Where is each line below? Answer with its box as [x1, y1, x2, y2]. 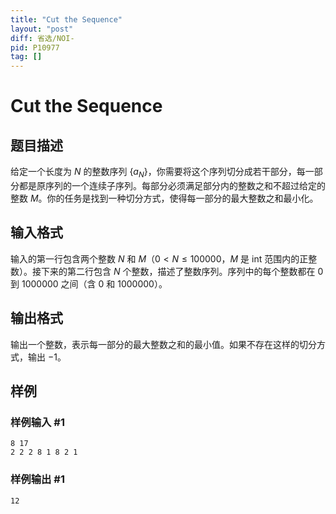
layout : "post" [10, 24, 74, 34]
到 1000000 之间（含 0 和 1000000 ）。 [10, 277, 168, 290]
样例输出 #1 [10, 472, 65, 486]
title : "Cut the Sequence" [10, 14, 123, 25]
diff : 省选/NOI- [10, 33, 75, 43]
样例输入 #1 [10, 415, 65, 429]
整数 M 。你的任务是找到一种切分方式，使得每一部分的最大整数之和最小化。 [10, 192, 319, 204]
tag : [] [10, 52, 43, 62]
